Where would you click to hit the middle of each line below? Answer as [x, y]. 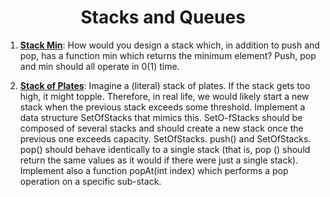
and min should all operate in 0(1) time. [99, 66]
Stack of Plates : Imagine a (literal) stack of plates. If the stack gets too [165, 85]
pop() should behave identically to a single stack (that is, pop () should [165, 149]
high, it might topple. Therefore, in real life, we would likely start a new [164, 96]
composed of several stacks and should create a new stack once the [161, 128]
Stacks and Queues [163, 17]
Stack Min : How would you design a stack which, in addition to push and [169, 45]
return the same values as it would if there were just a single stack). [159, 160]
